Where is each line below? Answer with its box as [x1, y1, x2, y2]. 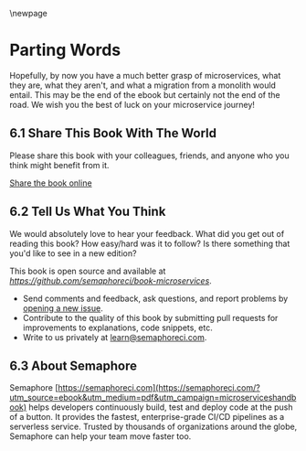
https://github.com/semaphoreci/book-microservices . [9, 274, 212, 286]
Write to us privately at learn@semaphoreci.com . [22, 331, 207, 342]
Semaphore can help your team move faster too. [9, 431, 192, 442]
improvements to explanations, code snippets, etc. [22, 322, 213, 333]
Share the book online [9, 177, 93, 188]
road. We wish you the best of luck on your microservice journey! [9, 99, 256, 110]
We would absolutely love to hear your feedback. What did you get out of [9, 228, 285, 239]
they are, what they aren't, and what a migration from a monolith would [9, 80, 277, 91]
